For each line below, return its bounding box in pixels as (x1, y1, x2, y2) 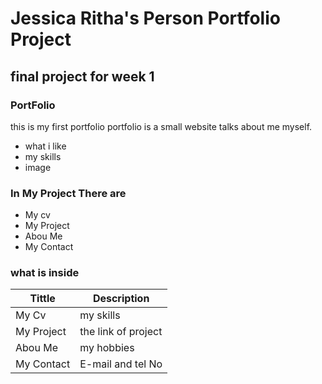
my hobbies (79, 341, 135, 355)
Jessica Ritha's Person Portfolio (10, 7, 281, 30)
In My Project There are (10, 186, 127, 200)
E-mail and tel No (79, 357, 163, 371)
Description (92, 292, 150, 306)
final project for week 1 (10, 68, 155, 85)
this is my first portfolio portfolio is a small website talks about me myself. (10, 120, 313, 132)
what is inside (10, 266, 80, 280)
